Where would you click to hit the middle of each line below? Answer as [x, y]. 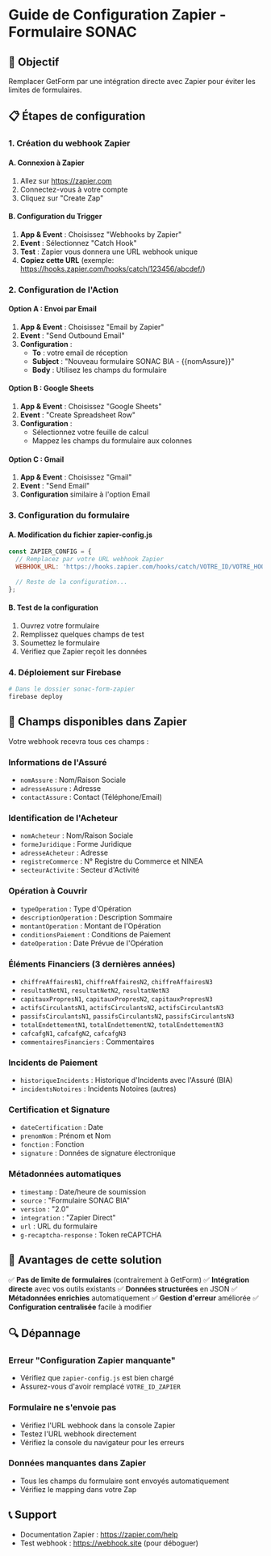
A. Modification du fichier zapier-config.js [81, 535]
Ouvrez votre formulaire [60, 625]
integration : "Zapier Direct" [68, 1217]
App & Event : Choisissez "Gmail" [76, 477]
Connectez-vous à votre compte [74, 189]
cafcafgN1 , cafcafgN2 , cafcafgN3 [73, 1033]
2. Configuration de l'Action [64, 290]
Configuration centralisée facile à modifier [80, 1307]
